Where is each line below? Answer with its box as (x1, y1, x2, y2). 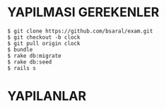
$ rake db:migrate (7, 52, 61, 59)
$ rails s (7, 64, 37, 71)
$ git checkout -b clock (7, 33, 81, 41)
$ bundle (7, 46, 33, 53)
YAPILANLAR (7, 88, 87, 104)
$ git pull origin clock (7, 40, 81, 47)
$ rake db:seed (7, 58, 52, 66)
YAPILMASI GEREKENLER (7, 4, 160, 20)
